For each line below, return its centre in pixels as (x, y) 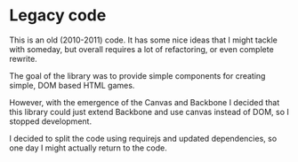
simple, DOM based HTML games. (72, 85)
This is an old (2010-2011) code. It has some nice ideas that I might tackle (144, 40)
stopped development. (50, 121)
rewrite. (23, 58)
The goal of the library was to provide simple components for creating (137, 75)
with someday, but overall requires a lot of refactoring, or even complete (141, 49)
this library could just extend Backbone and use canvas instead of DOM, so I (149, 112)
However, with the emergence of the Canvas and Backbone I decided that (145, 102)
